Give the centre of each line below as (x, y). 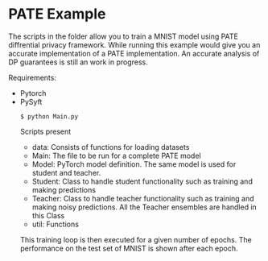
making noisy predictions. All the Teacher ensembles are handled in (144, 207)
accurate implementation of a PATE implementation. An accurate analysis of (134, 53)
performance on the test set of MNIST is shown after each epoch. (129, 248)
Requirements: (32, 77)
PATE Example (57, 14)
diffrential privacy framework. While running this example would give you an (134, 44)
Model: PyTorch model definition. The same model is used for (134, 164)
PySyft (31, 101)
